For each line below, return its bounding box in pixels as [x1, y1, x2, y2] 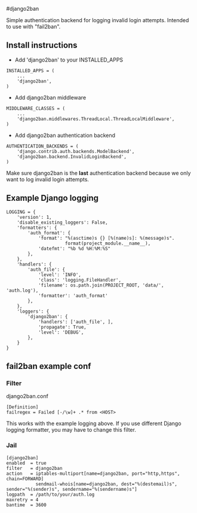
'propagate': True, [38, 324, 87, 330]
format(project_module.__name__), [64, 240, 151, 246]
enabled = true [6, 460, 47, 466]
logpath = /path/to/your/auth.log [6, 491, 95, 497]
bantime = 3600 [6, 502, 47, 508]
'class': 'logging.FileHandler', [38, 277, 121, 283]
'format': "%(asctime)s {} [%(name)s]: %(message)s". [38, 235, 175, 241]
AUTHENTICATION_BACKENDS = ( [6, 143, 79, 149]
